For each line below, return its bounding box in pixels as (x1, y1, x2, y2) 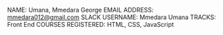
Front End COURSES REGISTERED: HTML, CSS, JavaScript (7, 21, 174, 28)
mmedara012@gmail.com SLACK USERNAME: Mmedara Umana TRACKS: (7, 13, 216, 21)
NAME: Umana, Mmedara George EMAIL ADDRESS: (7, 6, 154, 14)
